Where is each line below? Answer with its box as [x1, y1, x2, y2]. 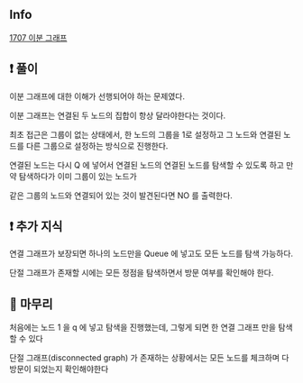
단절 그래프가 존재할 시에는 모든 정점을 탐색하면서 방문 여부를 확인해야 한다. [9, 268, 274, 278]
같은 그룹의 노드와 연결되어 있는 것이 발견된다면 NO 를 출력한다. [9, 189, 233, 201]
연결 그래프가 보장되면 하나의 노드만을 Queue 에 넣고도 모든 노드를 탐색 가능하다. [9, 248, 294, 260]
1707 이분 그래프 [9, 32, 68, 43]
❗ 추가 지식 [9, 219, 63, 234]
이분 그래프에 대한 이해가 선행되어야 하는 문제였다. [9, 90, 186, 102]
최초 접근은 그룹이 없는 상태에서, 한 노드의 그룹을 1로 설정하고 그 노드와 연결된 [9, 129, 282, 140]
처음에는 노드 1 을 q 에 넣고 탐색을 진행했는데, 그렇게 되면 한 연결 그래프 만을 [9, 322, 277, 333]
